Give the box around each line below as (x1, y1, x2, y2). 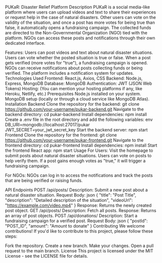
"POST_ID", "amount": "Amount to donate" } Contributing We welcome (5, 223, 145, 229)
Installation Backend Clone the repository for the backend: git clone (5, 101, 139, 107)
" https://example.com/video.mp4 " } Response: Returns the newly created (5, 202, 152, 208)
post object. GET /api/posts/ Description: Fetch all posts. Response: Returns (5, 208, 156, 213)
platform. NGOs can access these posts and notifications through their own (5, 35, 156, 41)
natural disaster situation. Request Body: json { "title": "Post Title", (5, 192, 136, 198)
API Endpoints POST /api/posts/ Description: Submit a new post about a (5, 187, 148, 193)
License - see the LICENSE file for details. (5, 253, 88, 259)
